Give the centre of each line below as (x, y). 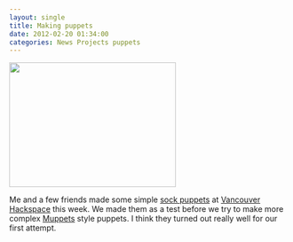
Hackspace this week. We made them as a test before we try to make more (146, 209)
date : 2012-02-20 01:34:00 (59, 34)
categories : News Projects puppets (75, 42)
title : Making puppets (51, 26)
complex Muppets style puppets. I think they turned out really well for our (143, 219)
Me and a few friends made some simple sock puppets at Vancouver (135, 199)
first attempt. (33, 228)
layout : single (37, 17)
